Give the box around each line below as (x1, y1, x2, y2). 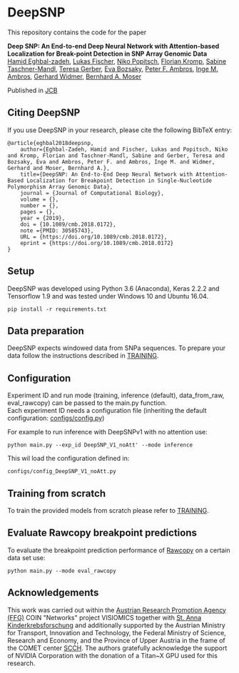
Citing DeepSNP (7, 106, 81, 119)
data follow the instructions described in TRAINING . (7, 352, 159, 360)
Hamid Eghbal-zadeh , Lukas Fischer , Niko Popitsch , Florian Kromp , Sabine (7, 56, 227, 65)
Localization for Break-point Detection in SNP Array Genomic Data (7, 49, 208, 58)
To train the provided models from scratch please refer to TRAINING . (7, 507, 209, 514)
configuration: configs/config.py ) (7, 414, 105, 422)
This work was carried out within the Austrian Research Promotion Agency (7, 605, 227, 614)
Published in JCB (7, 86, 58, 94)
